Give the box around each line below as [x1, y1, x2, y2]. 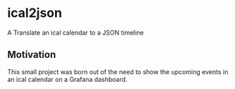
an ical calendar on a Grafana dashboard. [7, 75, 128, 83]
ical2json [7, 5, 62, 21]
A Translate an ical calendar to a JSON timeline [7, 28, 145, 37]
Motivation [7, 49, 56, 61]
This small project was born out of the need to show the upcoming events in [7, 67, 229, 76]
